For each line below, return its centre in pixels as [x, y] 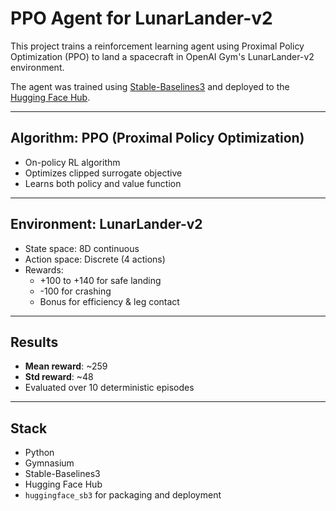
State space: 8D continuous [82, 248]
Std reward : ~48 [59, 377]
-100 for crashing [75, 291]
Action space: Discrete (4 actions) [95, 259]
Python [39, 453]
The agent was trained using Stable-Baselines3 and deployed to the [150, 86]
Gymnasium [49, 463]
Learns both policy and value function [103, 183]
